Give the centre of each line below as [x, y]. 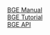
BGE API [19, 24]
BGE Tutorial [25, 17]
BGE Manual [25, 10]
